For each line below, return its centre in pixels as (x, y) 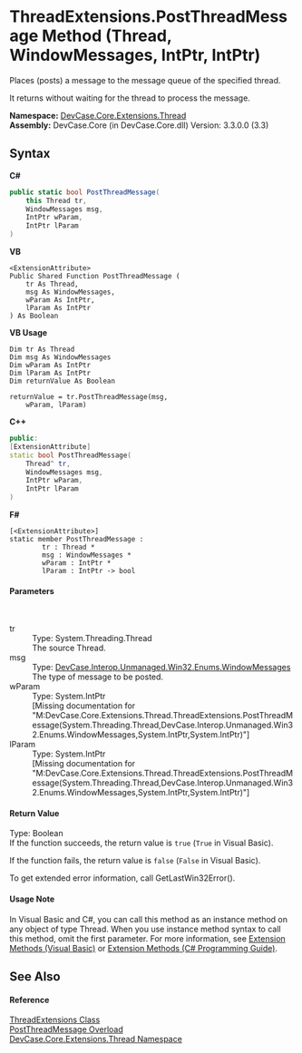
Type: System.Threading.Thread (92, 639)
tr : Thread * (68, 547)
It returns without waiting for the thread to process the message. (130, 98)
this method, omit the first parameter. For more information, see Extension (147, 938)
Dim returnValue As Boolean (63, 381)
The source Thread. (69, 648)
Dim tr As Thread (42, 349)
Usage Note (32, 899)
